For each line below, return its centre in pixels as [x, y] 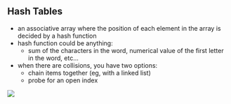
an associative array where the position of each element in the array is [119, 28]
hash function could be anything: [65, 43]
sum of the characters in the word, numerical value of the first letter [126, 50]
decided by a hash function [57, 36]
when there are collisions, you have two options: [87, 65]
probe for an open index [63, 80]
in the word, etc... [53, 58]
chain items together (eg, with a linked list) [89, 73]
